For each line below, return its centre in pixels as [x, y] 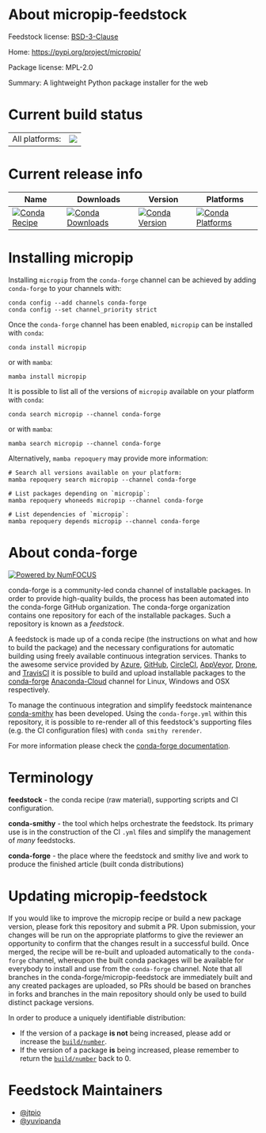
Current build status [76, 115]
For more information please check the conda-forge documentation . [120, 745]
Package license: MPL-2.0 [51, 67]
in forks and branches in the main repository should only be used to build [127, 993]
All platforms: [37, 139]
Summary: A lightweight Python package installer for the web [108, 82]
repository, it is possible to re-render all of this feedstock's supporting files [130, 722]
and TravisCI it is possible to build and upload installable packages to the [127, 672]
